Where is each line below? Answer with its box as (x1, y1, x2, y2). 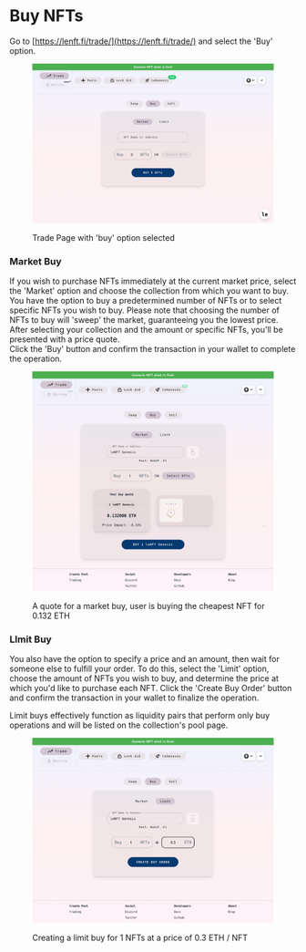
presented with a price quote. (9, 334, 120, 345)
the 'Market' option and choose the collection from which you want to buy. (9, 285, 290, 296)
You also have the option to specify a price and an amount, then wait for (9, 654, 280, 665)
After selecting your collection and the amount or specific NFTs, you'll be (9, 325, 284, 336)
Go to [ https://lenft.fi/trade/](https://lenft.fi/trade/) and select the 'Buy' (9, 36, 273, 47)
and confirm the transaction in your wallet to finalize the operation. (9, 692, 260, 703)
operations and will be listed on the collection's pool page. (9, 719, 229, 730)
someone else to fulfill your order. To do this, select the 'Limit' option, (9, 663, 270, 675)
